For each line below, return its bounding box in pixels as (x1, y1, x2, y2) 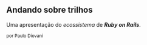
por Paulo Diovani (6, 33, 44, 39)
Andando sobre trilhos (6, 5, 93, 15)
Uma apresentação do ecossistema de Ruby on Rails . (6, 21, 141, 28)
